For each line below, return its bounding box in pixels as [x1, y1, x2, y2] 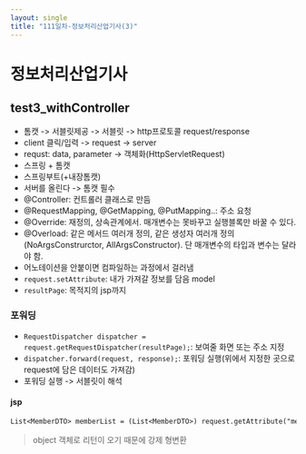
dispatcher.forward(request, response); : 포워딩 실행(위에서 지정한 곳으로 [23, 352, 296, 363]
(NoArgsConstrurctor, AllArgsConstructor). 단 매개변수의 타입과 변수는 [23, 239, 280, 250]
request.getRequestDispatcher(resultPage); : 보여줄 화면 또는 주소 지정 [23, 341, 285, 352]
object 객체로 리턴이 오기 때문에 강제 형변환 [32, 434, 187, 445]
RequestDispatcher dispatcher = [23, 332, 146, 341]
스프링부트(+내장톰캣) [23, 171, 102, 182]
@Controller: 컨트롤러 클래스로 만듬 [23, 193, 152, 204]
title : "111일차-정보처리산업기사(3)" [10, 22, 138, 31]
